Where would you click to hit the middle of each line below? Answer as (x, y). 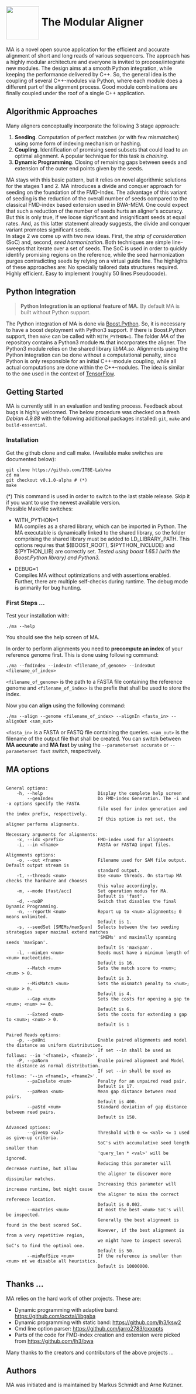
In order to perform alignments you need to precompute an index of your (94, 649)
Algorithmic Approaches (52, 112)
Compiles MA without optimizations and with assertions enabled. (93, 575)
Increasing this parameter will (137, 1184)
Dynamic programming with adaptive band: (66, 1309)
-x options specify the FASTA (43, 804)
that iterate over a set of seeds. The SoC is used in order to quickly (106, 248)
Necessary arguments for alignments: (52, 834)
